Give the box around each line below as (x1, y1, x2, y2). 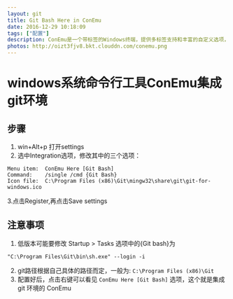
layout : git (7, 10, 42, 18)
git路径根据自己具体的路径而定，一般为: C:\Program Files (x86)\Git (17, 266, 215, 274)
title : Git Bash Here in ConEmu (7, 17, 101, 24)
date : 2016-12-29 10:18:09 (7, 23, 86, 30)
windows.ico (7, 183, 42, 190)
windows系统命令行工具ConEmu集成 (7, 75, 223, 91)
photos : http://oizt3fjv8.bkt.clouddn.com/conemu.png (7, 43, 168, 50)
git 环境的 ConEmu (17, 284, 72, 292)
